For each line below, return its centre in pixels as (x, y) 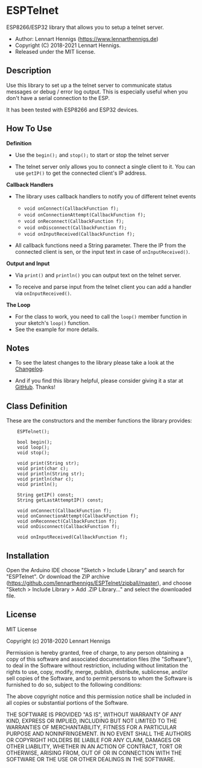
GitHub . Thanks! (35, 387)
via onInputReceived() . (43, 293)
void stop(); (33, 453)
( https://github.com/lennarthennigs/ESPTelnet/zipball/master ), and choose (99, 583)
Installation (28, 556)
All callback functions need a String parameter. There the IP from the (100, 245)
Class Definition (37, 406)
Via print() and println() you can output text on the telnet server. (98, 275)
